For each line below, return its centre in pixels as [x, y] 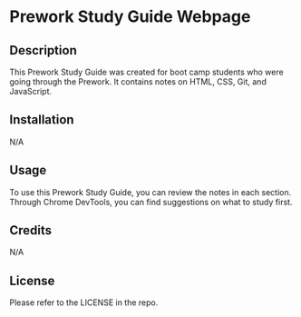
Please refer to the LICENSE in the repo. [84, 302]
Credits [31, 230]
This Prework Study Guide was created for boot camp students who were [146, 72]
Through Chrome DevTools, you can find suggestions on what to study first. [151, 202]
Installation [42, 120]
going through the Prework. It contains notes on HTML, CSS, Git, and [138, 82]
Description [43, 50]
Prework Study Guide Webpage [130, 17]
